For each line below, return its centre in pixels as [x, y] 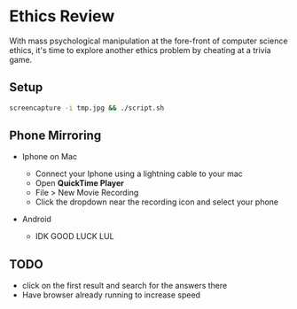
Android [36, 220]
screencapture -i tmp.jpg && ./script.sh [87, 108]
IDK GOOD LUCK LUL [74, 236]
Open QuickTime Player [79, 183]
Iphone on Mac [50, 157]
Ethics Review [62, 16]
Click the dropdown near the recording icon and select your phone [157, 202]
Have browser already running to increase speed [111, 295]
